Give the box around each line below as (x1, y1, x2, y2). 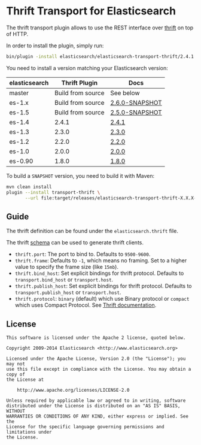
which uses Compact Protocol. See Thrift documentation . (14, 301, 157, 309)
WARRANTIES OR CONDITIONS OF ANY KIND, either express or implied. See (6, 413, 188, 420)
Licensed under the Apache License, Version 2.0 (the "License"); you (6, 356, 186, 362)
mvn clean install (6, 184, 52, 190)
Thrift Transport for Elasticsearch (6, 4, 176, 18)
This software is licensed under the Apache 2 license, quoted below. (6, 335, 186, 341)
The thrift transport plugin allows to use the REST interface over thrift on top (6, 24, 194, 31)
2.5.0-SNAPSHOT (110, 108, 163, 116)
